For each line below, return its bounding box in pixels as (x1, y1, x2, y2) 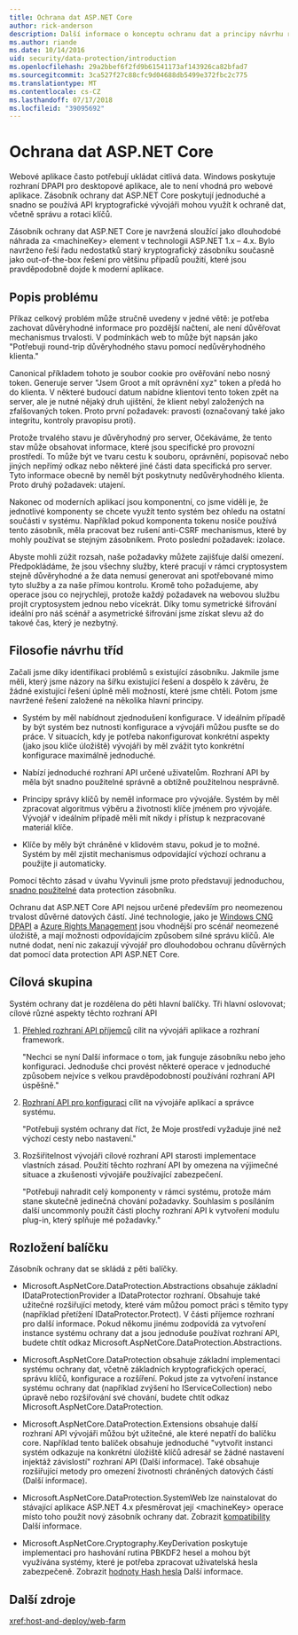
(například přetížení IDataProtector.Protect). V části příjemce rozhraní (21, 1309, 275, 1320)
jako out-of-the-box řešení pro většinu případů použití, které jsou (9, 255, 247, 265)
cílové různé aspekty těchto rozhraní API (9, 1008, 158, 1018)
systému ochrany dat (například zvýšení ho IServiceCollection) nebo (21, 1383, 272, 1394)
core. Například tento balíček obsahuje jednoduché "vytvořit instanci (21, 1438, 273, 1449)
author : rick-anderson (9, 21, 93, 30)
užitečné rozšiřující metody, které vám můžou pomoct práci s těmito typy (21, 1300, 289, 1310)
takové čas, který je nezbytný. (9, 617, 119, 628)
